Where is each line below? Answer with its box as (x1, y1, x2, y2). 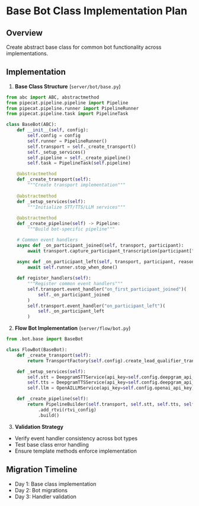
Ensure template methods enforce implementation (14, 447, 137, 454)
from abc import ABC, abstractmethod (6, 94, 99, 100)
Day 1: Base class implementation (14, 480, 97, 488)
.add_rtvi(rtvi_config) (37, 407, 97, 413)
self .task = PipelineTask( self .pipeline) (27, 160, 131, 166)
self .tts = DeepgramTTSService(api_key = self (27, 379, 139, 385)
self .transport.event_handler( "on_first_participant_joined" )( (27, 286, 187, 292)
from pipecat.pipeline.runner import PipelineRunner (6, 105, 139, 111)
